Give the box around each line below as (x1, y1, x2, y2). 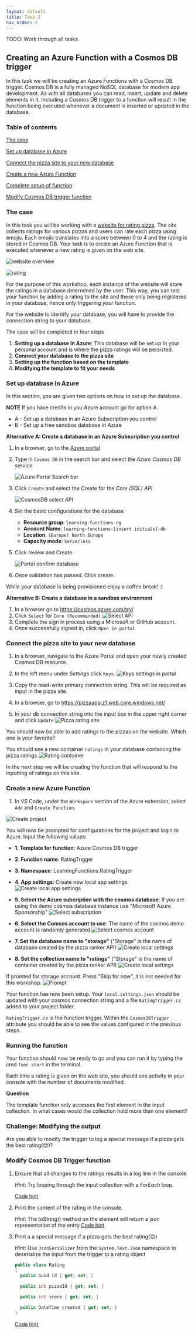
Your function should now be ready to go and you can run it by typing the (6, 1055, 183, 1062)
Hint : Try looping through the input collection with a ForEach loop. (14, 1181, 174, 1188)
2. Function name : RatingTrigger (14, 856, 94, 863)
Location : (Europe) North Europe (23, 531, 104, 538)
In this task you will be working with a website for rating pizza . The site (6, 221, 177, 228)
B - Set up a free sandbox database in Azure (14, 422, 122, 429)
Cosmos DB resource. (14, 659, 68, 666)
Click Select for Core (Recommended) (14, 612, 101, 620)
